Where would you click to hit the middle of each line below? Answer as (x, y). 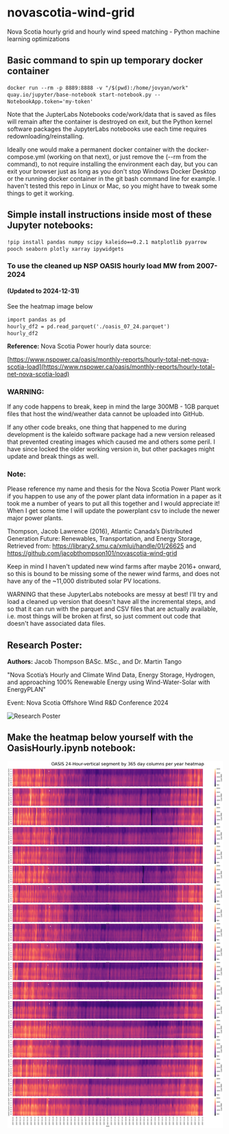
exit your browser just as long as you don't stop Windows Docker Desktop (112, 171)
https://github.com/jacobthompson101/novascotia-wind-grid (92, 553)
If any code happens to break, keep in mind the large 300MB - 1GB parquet (113, 407)
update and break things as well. (53, 456)
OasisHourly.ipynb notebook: (71, 748)
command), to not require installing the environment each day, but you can (112, 164)
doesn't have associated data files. (56, 624)
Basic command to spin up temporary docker (105, 61)
